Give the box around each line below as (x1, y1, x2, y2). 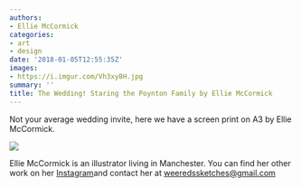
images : (9, 64, 39, 73)
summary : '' (9, 80, 54, 89)
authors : (9, 13, 42, 23)
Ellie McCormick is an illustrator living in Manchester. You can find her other (9, 157, 292, 168)
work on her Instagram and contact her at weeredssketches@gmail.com (9, 167, 276, 178)
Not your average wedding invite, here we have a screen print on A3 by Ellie (9, 114, 292, 125)
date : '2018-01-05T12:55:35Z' (9, 55, 124, 64)
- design (9, 47, 42, 56)
